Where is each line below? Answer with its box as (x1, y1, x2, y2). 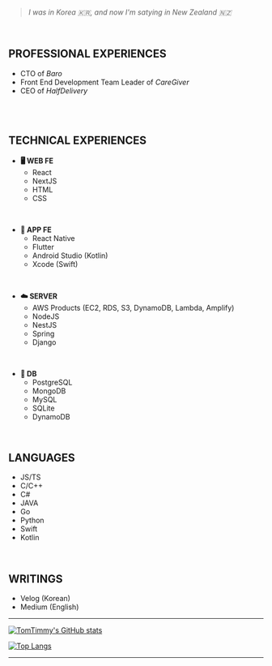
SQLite (32, 403, 55, 413)
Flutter (32, 242, 54, 251)
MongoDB (32, 385, 66, 396)
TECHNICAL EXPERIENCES (8, 134, 147, 148)
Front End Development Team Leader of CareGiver (19, 77, 189, 87)
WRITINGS (8, 572, 63, 586)
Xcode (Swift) (32, 259, 79, 269)
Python (19, 515, 45, 526)
